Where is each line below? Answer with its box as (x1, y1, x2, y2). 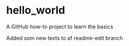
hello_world (6, 4, 66, 17)
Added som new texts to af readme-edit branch (6, 34, 124, 41)
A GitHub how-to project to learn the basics (6, 23, 113, 30)
